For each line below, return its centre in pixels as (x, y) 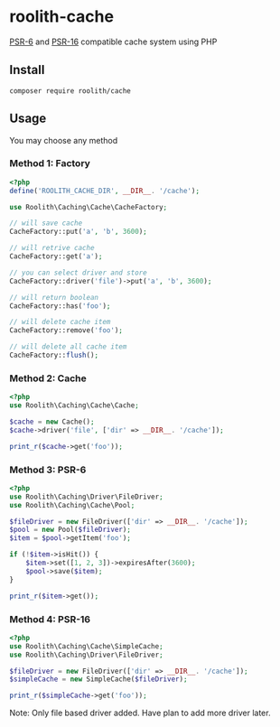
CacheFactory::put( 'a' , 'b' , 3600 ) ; (78, 232)
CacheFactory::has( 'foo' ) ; (60, 306)
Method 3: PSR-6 (48, 470)
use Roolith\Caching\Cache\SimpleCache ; (87, 646)
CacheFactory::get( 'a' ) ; (56, 256)
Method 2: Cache (48, 378)
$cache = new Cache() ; (52, 422)
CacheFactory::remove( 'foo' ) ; (66, 331)
